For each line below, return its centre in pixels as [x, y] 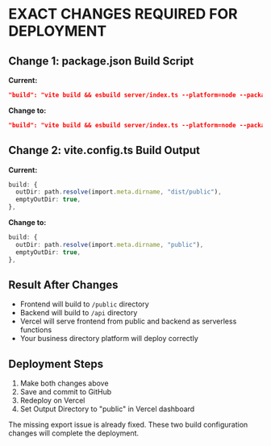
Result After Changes [63, 284]
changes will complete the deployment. [74, 433]
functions [36, 330]
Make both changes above [64, 383]
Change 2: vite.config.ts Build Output [104, 150]
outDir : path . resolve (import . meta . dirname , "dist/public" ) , [119, 192]
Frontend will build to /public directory [84, 304]
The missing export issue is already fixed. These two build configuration [128, 425]
